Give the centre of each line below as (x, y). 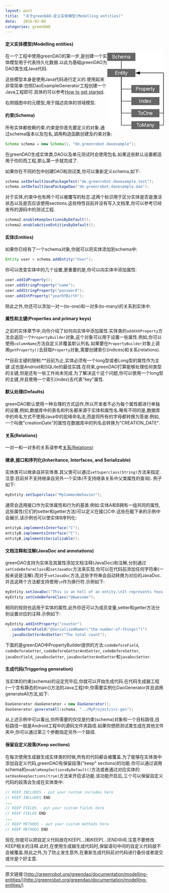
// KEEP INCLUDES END (28, 797)
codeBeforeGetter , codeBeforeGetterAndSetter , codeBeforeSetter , (73, 650)
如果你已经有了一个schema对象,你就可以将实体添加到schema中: (71, 249)
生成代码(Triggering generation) (39, 669)
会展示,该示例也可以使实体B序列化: (41, 518)
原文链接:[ (16, 874)
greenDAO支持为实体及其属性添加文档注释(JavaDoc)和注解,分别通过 (76, 563)
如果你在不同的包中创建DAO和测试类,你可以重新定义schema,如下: (73, 171)
